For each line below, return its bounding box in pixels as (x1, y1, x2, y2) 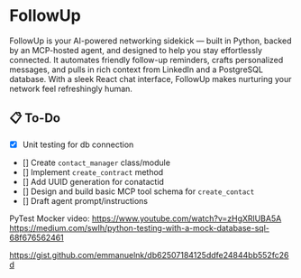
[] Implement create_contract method (22, 166, 164, 177)
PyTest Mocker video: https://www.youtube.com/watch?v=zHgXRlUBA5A (9, 213, 282, 224)
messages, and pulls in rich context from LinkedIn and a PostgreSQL (9, 64, 264, 75)
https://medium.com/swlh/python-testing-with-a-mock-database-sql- (9, 222, 270, 233)
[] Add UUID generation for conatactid (22, 176, 165, 187)
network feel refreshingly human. (9, 83, 133, 94)
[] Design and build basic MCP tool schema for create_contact (22, 186, 255, 197)
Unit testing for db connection (22, 139, 134, 150)
